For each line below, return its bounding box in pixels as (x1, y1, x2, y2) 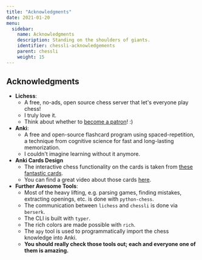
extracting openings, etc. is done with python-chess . (24, 195, 155, 203)
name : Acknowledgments (17, 32, 75, 38)
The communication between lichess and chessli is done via (24, 202, 178, 209)
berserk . (24, 208, 45, 216)
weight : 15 (17, 54, 45, 60)
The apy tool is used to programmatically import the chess (24, 228, 169, 235)
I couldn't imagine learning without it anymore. (24, 150, 141, 158)
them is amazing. (24, 247, 69, 255)
